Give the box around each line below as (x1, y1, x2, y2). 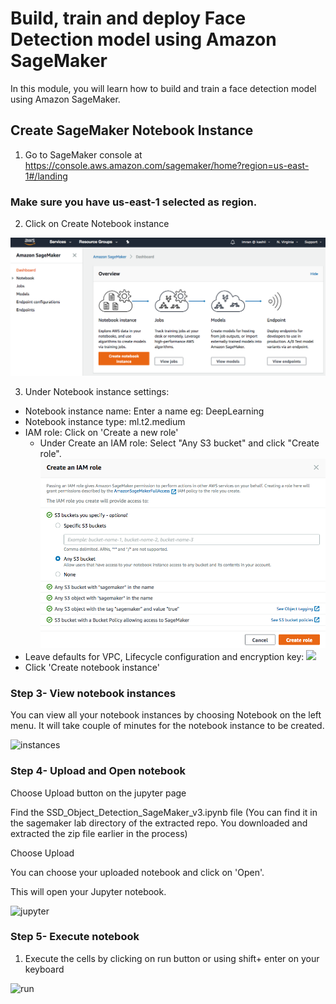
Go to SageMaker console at (24, 148, 143, 161)
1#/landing (24, 170, 68, 182)
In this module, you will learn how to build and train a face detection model (10, 82, 317, 94)
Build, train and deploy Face (10, 7, 247, 30)
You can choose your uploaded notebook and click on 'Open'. (10, 866, 265, 878)
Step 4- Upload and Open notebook (10, 764, 186, 778)
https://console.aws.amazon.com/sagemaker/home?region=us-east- (24, 159, 310, 171)
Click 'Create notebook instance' (24, 661, 160, 673)
